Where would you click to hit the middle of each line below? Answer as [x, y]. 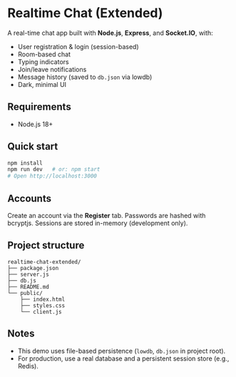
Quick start [33, 146]
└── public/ [25, 293]
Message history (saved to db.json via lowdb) [85, 77]
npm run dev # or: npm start [54, 170]
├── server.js [29, 274]
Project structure [46, 246]
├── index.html [43, 299]
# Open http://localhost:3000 [52, 176]
